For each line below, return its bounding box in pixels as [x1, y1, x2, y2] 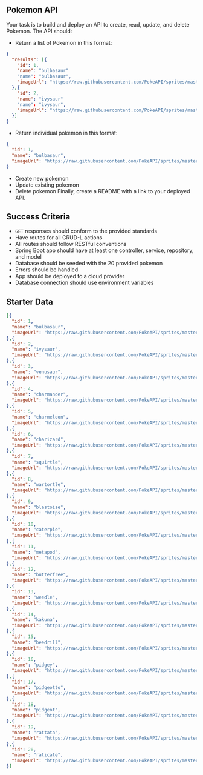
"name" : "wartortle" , [11, 482, 66, 488]
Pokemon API [6, 5, 58, 15]
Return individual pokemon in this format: [14, 130, 118, 137]
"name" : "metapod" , [11, 549, 61, 555]
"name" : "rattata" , [11, 730, 61, 736]
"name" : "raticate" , [11, 752, 63, 758]
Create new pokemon [14, 175, 69, 182]
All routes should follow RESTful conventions [14, 241, 127, 248]
